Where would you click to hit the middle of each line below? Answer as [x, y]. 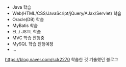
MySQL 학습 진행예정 [33, 44]
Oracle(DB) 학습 [28, 19]
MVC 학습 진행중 [28, 38]
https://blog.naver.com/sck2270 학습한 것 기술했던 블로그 [62, 59]
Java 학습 [22, 7]
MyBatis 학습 [25, 25]
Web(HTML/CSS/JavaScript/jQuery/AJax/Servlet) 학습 [67, 13]
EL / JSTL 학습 [26, 32]
